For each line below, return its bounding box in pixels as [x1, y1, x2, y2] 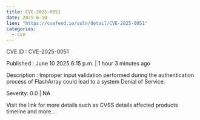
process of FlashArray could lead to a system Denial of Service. [6, 78, 165, 85]
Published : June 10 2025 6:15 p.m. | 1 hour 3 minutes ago [6, 60, 150, 67]
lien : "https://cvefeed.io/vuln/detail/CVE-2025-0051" [6, 20, 148, 26]
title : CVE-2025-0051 [6, 8, 61, 15]
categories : [6, 25, 36, 32]
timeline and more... [6, 108, 56, 115]
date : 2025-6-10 [6, 15, 47, 21]
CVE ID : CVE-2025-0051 [6, 48, 69, 55]
